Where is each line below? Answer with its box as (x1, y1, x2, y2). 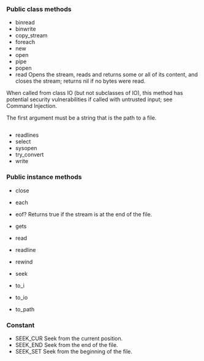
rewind (15, 258, 33, 265)
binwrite (15, 25, 36, 32)
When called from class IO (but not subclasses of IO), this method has (6, 89, 183, 97)
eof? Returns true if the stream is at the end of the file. (15, 210, 153, 218)
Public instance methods (6, 173, 82, 181)
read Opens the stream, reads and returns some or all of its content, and (15, 71, 198, 78)
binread (15, 19, 35, 26)
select (15, 138, 31, 145)
